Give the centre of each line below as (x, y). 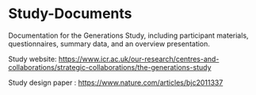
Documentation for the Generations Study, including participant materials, (128, 35)
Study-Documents (70, 14)
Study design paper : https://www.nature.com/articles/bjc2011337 (116, 82)
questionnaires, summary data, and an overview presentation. (109, 43)
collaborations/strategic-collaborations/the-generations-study (110, 67)
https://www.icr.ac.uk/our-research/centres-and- (139, 59)
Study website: (32, 59)
